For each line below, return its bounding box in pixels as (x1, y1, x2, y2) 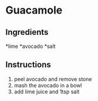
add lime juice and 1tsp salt (13, 88, 80, 95)
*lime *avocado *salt (5, 43, 56, 50)
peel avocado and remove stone (13, 75, 92, 83)
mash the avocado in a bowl (13, 82, 82, 89)
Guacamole (5, 4, 63, 17)
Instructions (5, 60, 51, 70)
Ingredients (5, 27, 49, 37)
